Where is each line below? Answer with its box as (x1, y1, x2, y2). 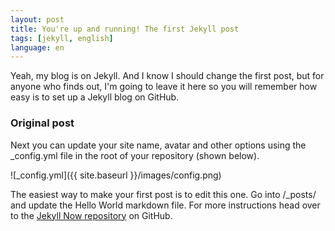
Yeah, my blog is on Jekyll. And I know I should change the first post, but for (10, 70, 325, 82)
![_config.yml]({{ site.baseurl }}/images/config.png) (10, 169, 222, 181)
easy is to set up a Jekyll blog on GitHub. (10, 91, 180, 103)
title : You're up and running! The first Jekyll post (10, 24, 240, 34)
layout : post (10, 14, 65, 25)
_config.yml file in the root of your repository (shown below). (10, 149, 260, 161)
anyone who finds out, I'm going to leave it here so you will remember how (10, 81, 318, 93)
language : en (10, 42, 65, 53)
